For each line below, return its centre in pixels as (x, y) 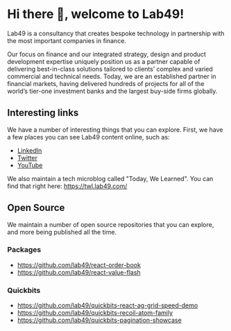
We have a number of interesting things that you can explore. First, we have (115, 129)
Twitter (27, 158)
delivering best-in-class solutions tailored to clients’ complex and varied (110, 69)
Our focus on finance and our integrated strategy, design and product (107, 54)
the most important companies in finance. (67, 40)
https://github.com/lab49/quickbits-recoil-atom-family (95, 313)
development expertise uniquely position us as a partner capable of (104, 61)
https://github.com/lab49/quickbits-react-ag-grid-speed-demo (108, 305)
